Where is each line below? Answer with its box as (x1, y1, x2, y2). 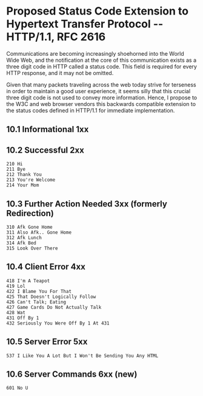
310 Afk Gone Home (6, 224, 53, 230)
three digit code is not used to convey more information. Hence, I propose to (6, 94, 198, 101)
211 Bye (6, 167, 26, 173)
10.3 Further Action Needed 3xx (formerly (6, 199, 168, 209)
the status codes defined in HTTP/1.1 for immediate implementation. (6, 107, 175, 114)
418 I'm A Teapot (6, 277, 50, 284)
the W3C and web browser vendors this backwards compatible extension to (6, 100, 196, 107)
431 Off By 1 (6, 315, 39, 321)
